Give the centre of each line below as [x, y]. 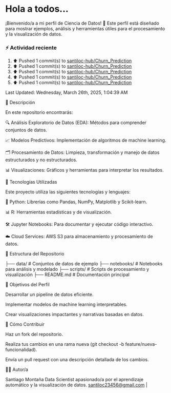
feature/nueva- [141, 344]
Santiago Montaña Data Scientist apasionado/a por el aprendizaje [74, 380]
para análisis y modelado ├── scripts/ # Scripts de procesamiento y [77, 269]
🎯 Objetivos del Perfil [27, 285]
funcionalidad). [21, 350]
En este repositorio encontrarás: [39, 112]
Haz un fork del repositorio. [34, 335]
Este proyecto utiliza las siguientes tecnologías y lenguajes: [68, 192]
